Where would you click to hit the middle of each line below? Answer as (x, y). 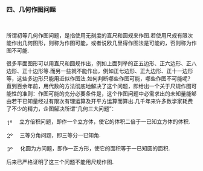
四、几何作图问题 (31, 9)
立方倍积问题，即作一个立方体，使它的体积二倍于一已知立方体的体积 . (105, 121)
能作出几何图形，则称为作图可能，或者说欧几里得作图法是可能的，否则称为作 (101, 43)
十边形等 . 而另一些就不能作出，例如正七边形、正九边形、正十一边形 (110, 71)
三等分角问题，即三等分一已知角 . (60, 135)
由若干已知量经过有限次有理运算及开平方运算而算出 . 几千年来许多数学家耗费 (100, 102)
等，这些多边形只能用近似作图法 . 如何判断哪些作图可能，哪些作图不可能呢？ (100, 79)
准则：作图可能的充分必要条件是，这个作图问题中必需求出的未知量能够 (109, 94)
